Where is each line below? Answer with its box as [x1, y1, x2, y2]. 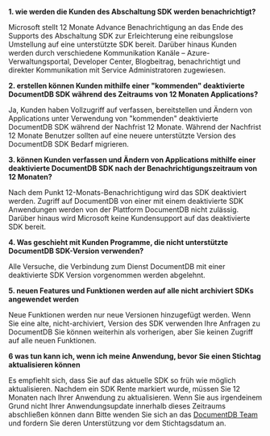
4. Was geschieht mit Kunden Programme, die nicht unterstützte [8, 238, 228, 247]
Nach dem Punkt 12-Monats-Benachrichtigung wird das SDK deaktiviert [8, 188, 247, 197]
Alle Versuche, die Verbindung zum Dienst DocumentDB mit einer [8, 262, 226, 271]
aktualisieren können [8, 360, 81, 369]
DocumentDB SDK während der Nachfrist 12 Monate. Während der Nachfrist [8, 122, 262, 131]
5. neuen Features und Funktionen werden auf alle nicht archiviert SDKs [8, 286, 254, 295]
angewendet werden [8, 294, 79, 304]
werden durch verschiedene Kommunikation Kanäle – [8, 48, 185, 57]
